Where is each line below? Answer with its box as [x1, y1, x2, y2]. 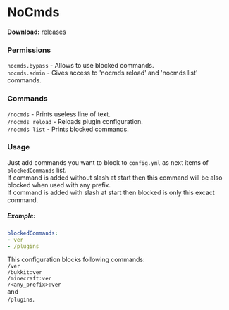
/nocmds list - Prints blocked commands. [7, 125, 129, 133]
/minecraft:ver [7, 275, 52, 283]
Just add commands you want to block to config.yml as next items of [7, 158, 209, 166]
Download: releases [7, 27, 66, 36]
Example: [7, 212, 36, 221]
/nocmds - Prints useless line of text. [7, 110, 111, 118]
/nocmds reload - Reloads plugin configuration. [7, 117, 143, 125]
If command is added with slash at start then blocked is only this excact [7, 188, 215, 197]
